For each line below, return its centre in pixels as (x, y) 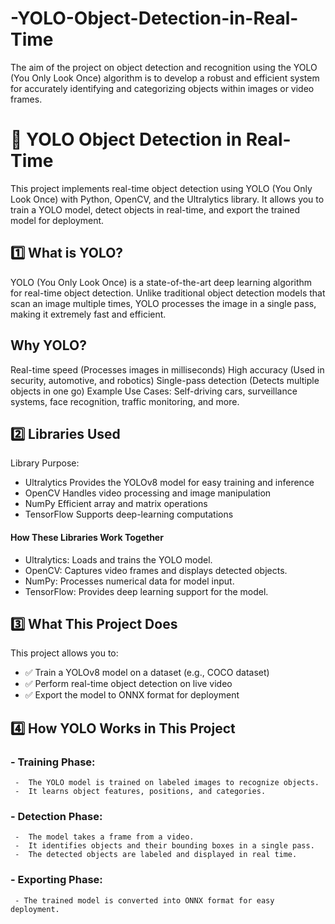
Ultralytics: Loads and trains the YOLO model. (118, 559)
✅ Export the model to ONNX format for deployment (132, 695)
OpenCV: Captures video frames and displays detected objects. (156, 570)
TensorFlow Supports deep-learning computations (129, 514)
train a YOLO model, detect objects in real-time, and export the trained (155, 209)
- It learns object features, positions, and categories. (140, 792)
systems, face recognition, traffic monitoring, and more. (125, 401)
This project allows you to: (64, 653)
